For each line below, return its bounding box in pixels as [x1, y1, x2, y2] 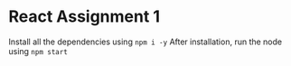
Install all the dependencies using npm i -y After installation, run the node [8, 36, 282, 47]
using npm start [8, 45, 69, 56]
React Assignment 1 [8, 6, 160, 27]
